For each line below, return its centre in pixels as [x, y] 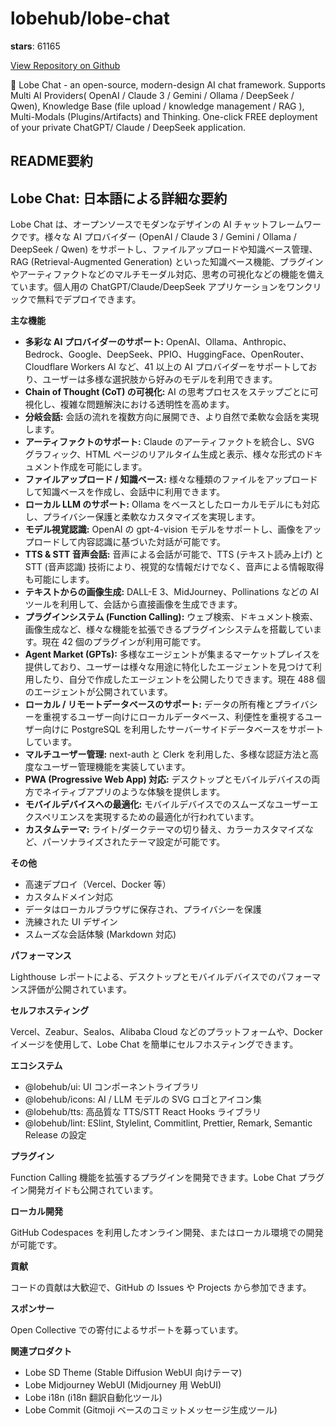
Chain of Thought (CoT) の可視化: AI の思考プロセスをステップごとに [167, 392]
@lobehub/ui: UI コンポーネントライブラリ [112, 1087]
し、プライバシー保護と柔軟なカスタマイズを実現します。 [142, 517]
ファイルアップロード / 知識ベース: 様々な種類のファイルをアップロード [171, 479]
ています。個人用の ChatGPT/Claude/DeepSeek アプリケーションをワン [157, 287]
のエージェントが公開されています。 [98, 692]
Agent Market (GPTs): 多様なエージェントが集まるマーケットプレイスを [172, 654]
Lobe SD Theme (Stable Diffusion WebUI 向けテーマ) [133, 1373]
